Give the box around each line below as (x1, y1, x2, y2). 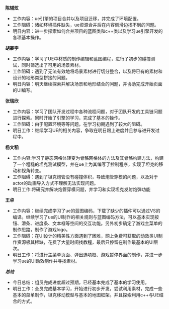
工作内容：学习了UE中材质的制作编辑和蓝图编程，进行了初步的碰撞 (12, 56, 151, 62)
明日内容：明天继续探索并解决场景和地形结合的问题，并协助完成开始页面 (12, 81, 162, 87)
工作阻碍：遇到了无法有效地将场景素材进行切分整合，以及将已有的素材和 (12, 68, 162, 74)
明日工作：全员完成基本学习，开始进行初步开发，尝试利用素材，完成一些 (12, 286, 162, 291)
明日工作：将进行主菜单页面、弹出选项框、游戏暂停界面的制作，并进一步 (12, 252, 162, 258)
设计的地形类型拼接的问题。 (12, 75, 70, 80)
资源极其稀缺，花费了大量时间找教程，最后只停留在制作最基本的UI (17, 239, 154, 245)
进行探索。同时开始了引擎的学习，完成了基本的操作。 (12, 115, 123, 121)
